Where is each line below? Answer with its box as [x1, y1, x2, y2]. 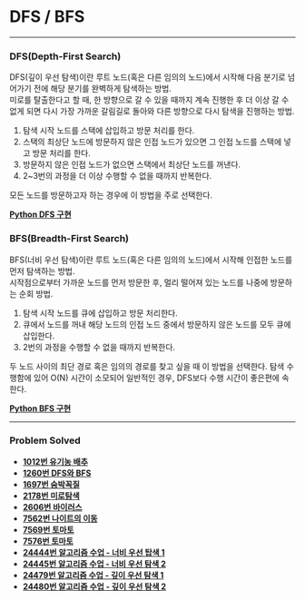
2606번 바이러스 [22, 501, 83, 512]
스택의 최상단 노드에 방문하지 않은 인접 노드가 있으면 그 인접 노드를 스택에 [22, 136, 282, 147]
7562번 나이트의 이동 [22, 513, 98, 524]
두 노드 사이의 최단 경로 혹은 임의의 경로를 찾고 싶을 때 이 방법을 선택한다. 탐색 [9, 360, 285, 371]
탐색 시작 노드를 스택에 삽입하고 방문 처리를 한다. [22, 125, 195, 136]
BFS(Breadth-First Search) [9, 232, 130, 245]
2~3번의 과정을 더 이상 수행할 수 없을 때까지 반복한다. [22, 171, 212, 182]
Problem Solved [9, 434, 82, 447]
